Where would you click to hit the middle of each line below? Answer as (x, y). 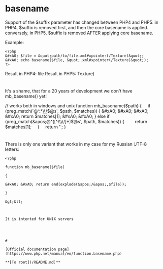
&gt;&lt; (14, 202)
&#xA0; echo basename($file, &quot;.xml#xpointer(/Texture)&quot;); (77, 60)
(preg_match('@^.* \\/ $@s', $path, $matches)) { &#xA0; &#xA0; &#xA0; (77, 111)
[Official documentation (31, 249)
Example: (15, 42)
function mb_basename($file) (35, 167)
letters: (12, 149)
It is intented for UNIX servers (39, 219)
